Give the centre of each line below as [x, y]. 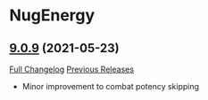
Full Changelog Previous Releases [72, 69]
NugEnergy [52, 15]
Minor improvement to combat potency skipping [110, 86]
